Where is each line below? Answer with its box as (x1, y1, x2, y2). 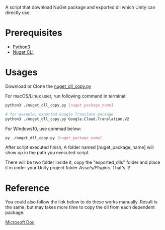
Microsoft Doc (5, 219, 35, 225)
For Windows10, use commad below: (5, 126, 81, 132)
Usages (5, 67, 38, 78)
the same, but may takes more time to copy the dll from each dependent (5, 204, 155, 210)
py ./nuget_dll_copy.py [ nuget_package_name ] (5, 135, 102, 140)
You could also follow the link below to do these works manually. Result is (5, 199, 157, 205)
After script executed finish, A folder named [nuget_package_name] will (5, 144, 154, 150)
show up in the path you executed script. (5, 150, 90, 156)
